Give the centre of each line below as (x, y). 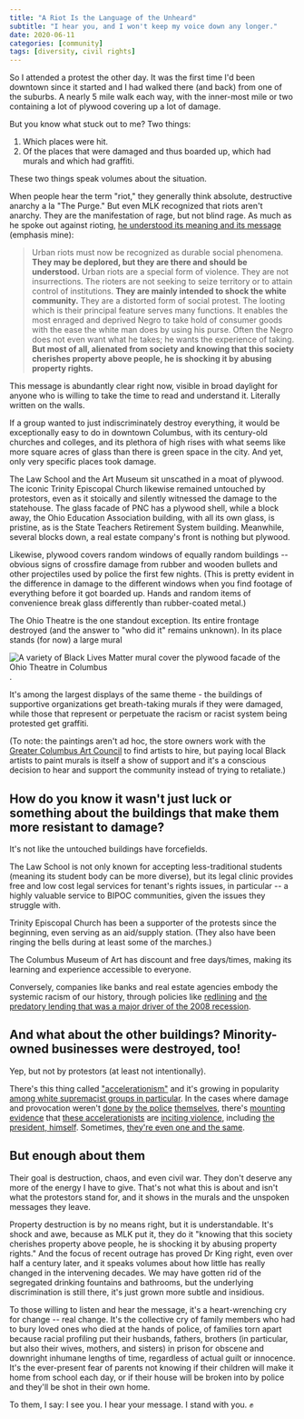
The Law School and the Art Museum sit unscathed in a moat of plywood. (147, 479)
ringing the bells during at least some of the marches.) (111, 942)
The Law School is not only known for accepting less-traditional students (146, 866)
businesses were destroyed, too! (146, 1049)
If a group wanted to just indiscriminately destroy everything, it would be (145, 423)
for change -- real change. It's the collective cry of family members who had (152, 1319)
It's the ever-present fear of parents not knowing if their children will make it (152, 1367)
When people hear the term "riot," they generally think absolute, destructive (151, 196)
